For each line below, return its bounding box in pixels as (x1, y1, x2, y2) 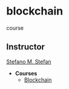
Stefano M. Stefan (6, 58, 51, 65)
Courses (15, 70, 38, 77)
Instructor (6, 42, 45, 52)
